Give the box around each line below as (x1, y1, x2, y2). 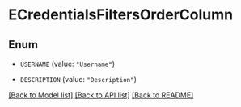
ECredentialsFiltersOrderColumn (8, 6, 233, 24)
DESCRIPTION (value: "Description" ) (19, 75, 137, 84)
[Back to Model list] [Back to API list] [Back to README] (8, 90, 194, 100)
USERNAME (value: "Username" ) (19, 59, 116, 68)
